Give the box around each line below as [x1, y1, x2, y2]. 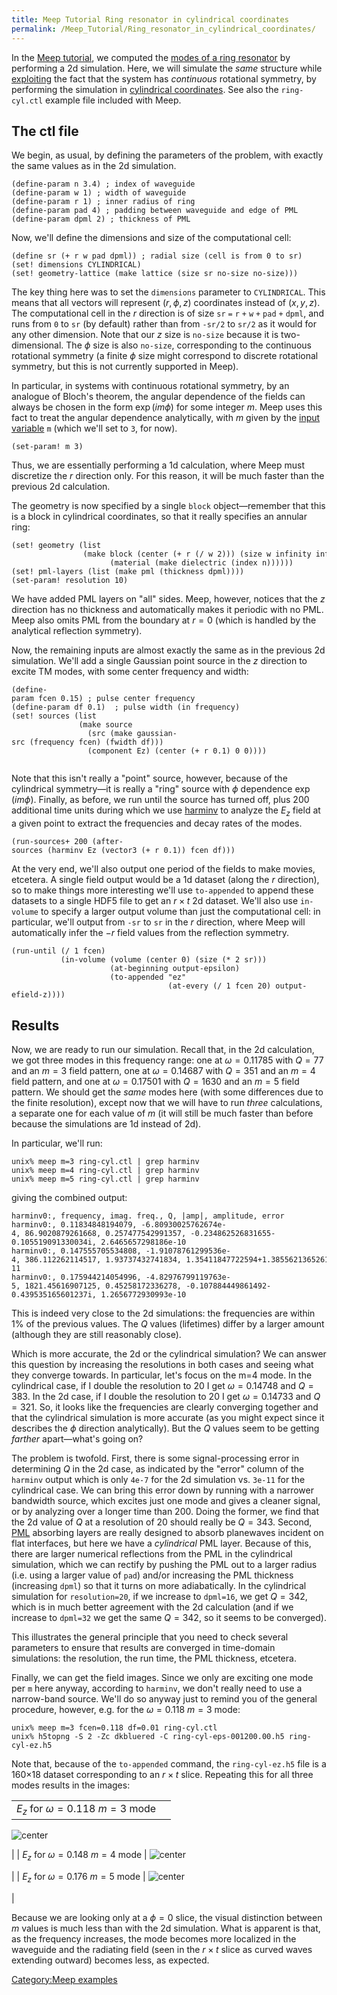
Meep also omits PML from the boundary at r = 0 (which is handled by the [11, 614, 317, 626]
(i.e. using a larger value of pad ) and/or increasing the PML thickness [11, 1569, 294, 1581]
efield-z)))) [11, 990, 66, 1000]
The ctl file [11, 122, 79, 140]
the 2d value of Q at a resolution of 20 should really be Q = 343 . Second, [11, 1516, 313, 1528]
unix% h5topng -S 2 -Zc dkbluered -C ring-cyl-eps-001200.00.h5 [11, 1731, 285, 1741]
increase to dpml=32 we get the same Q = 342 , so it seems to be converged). [11, 1611, 327, 1623]
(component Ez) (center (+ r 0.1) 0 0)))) [87, 746, 268, 756]
